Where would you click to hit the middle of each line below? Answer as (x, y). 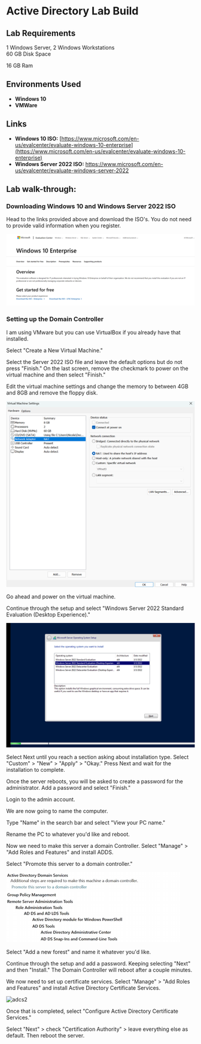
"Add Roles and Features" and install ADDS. (60, 852)
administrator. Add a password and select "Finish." (68, 787)
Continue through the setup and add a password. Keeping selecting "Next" (98, 963)
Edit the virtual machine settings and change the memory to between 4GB (97, 386)
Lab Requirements (41, 33)
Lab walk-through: (41, 189)
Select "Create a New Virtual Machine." (54, 350)
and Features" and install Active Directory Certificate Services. (83, 988)
